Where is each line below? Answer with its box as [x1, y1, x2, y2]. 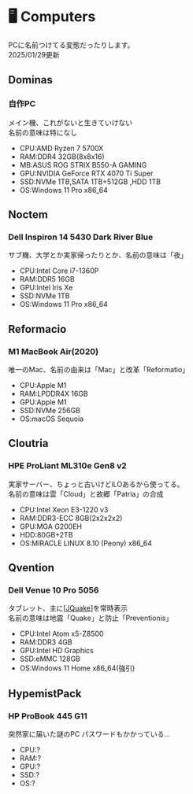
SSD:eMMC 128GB [19, 654, 81, 663]
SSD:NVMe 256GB [19, 406, 80, 415]
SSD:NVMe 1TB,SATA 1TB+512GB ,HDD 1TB [19, 176, 161, 186]
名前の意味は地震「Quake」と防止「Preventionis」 [8, 613, 173, 623]
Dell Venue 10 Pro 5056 [8, 585, 99, 596]
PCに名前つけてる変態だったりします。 [8, 40, 135, 50]
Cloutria [8, 437, 49, 450]
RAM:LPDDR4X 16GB [19, 389, 88, 398]
